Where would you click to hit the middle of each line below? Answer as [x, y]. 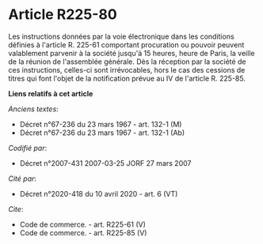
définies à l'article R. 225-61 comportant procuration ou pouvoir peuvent [126, 44]
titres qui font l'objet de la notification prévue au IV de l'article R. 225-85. [127, 78]
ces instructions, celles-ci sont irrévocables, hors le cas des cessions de [127, 69]
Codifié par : [28, 148]
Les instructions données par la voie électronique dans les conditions [122, 36]
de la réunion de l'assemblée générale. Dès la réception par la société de [127, 62]
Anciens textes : [34, 109]
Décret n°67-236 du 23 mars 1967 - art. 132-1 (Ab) [102, 133]
